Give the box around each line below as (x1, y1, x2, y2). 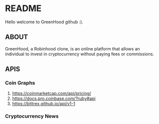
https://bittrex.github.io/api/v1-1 (12, 101, 75, 107)
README (5, 3, 42, 14)
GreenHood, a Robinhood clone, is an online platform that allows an (5, 46, 140, 51)
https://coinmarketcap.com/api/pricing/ (12, 91, 91, 96)
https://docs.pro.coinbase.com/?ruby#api (12, 95, 96, 102)
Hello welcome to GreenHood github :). (5, 19, 84, 25)
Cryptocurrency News (5, 113, 59, 120)
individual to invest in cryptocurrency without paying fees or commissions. (5, 51, 154, 57)
